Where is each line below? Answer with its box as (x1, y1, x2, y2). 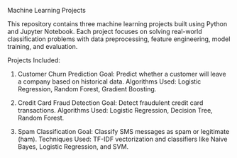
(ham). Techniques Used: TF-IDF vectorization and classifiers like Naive (17, 135, 228, 143)
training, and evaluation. (7, 43, 78, 50)
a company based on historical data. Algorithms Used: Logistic (17, 77, 202, 86)
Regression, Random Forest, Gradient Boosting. (17, 85, 157, 93)
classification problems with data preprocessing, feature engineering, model (7, 35, 231, 43)
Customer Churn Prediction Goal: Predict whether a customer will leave (17, 70, 226, 78)
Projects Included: (7, 56, 60, 64)
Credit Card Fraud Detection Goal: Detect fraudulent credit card (17, 98, 204, 107)
